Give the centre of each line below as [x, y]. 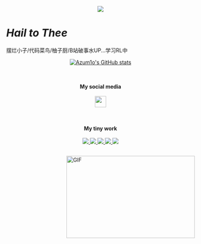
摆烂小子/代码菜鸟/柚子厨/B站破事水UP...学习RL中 [67, 50]
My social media [100, 86]
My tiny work [100, 128]
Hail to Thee [37, 33]
